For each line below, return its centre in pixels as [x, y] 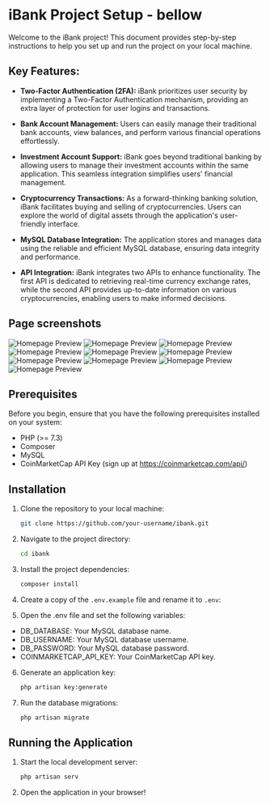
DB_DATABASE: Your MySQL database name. [95, 631]
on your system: [35, 422]
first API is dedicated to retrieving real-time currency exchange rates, [135, 281]
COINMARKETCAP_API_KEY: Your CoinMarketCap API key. [118, 656]
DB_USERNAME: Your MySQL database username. [104, 639]
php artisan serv [49, 777]
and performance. [50, 256]
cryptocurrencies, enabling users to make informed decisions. [124, 298]
